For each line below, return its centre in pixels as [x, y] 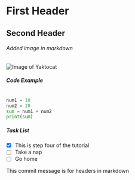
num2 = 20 [19, 106]
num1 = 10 [19, 100]
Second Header [36, 33]
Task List [18, 130]
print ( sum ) [20, 117]
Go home [26, 159]
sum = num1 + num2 [29, 111]
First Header [38, 11]
